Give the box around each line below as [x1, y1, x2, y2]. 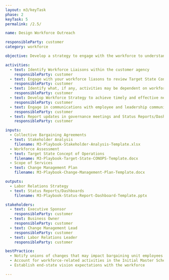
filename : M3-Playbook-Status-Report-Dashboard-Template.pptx [14, 193, 147, 198]
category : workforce [5, 44, 49, 49]
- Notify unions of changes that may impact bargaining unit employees [10, 253, 163, 258]
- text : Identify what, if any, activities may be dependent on [10, 86, 147, 91]
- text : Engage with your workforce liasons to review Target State [10, 77, 156, 82]
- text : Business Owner [10, 216, 59, 222]
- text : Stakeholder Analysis [10, 137, 73, 142]
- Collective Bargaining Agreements [10, 132, 87, 137]
